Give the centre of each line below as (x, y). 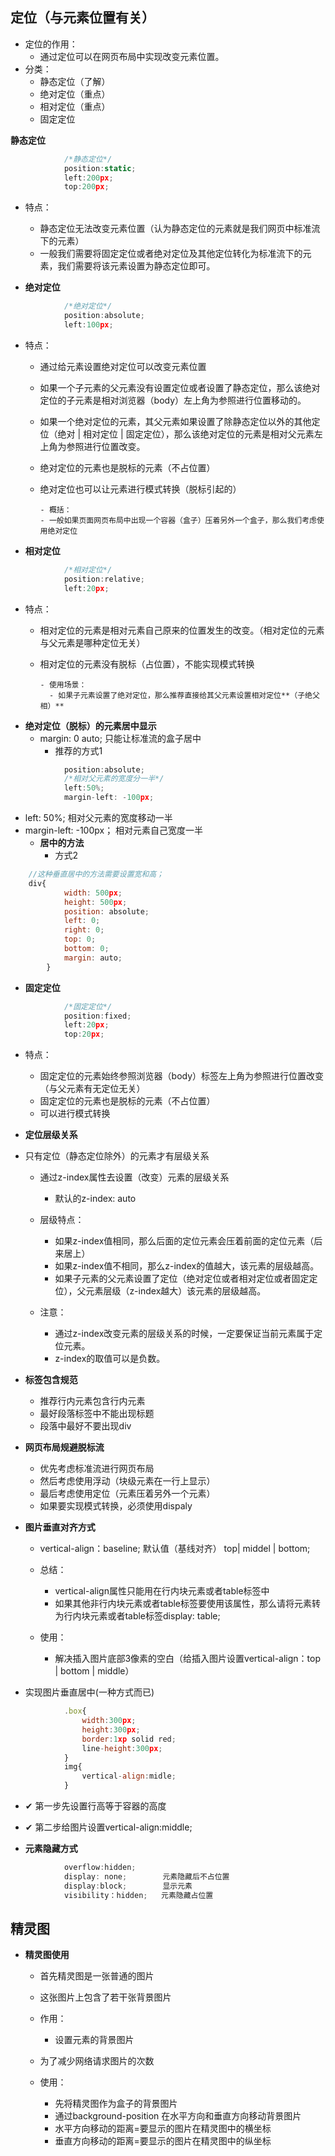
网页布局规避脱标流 (64, 1447)
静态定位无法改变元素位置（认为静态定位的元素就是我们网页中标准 (175, 229)
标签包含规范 (51, 1380)
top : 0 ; (80, 939)
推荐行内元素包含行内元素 (92, 1401)
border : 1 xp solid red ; (129, 1739)
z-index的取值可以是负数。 (110, 1359)
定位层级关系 (51, 1135)
